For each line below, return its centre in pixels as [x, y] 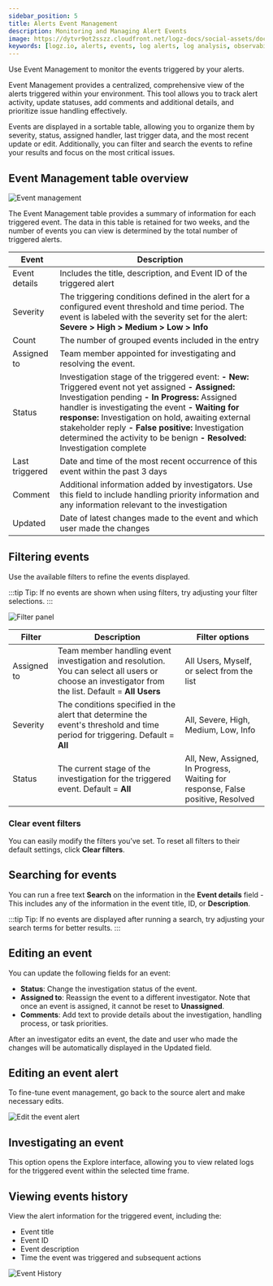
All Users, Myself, [218, 661]
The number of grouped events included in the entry [159, 340]
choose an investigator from [111, 681]
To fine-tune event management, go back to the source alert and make [127, 1093]
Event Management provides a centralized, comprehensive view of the [127, 85]
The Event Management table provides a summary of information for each [132, 213]
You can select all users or [108, 671]
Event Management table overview [99, 178]
